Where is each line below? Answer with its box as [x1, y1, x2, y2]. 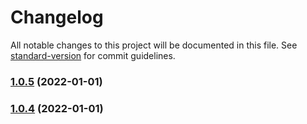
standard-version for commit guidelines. [10, 49, 176, 61]
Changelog [10, 6, 104, 29]
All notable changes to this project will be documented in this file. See [10, 39, 298, 51]
